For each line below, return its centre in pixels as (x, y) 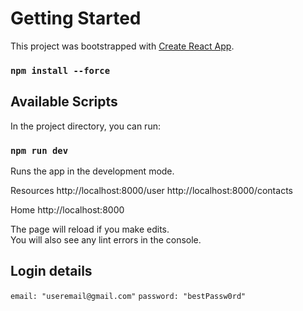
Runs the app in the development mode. (92, 171)
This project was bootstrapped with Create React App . (122, 46)
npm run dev (39, 150)
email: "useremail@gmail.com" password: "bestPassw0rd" (128, 296)
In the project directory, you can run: (85, 126)
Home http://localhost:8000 (67, 209)
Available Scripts (64, 102)
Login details (51, 271)
